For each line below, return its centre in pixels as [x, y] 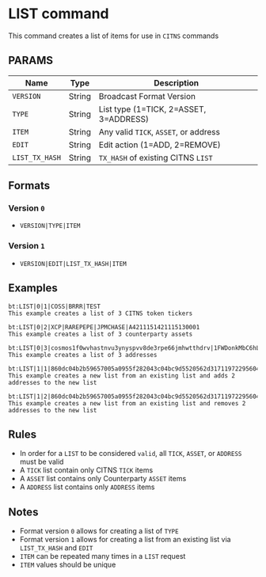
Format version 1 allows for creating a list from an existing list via [125, 540]
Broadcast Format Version [147, 96]
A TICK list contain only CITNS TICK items [86, 470]
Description [177, 82]
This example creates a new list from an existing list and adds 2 [122, 376]
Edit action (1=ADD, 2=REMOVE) [160, 145]
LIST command [59, 14]
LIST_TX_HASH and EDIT [56, 548]
